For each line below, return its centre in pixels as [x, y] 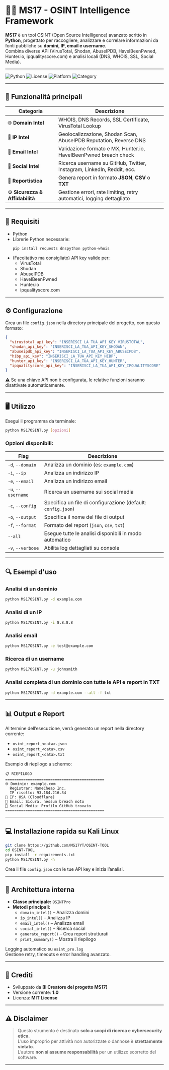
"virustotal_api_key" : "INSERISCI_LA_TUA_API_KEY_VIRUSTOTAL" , [77, 342]
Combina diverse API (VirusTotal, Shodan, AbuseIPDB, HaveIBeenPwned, [81, 51]
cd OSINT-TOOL [20, 850]
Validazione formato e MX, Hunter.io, [102, 148]
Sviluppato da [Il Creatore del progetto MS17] [60, 987]
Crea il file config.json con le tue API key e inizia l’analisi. [65, 869]
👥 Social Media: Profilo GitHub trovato [48, 806]
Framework [29, 21]
